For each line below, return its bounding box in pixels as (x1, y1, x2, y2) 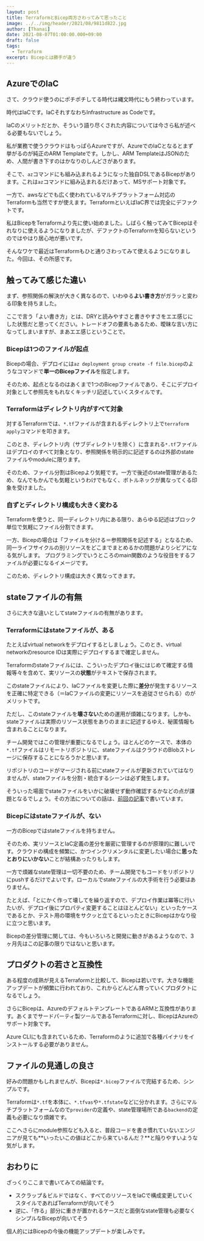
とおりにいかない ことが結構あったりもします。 (6, 855, 124, 863)
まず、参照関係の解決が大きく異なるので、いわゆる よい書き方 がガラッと (6, 292, 188, 300)
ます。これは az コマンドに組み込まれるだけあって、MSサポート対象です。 (6, 178, 189, 186)
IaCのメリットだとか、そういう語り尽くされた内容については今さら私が (6, 121, 185, 129)
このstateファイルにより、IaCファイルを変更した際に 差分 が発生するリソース (6, 682, 197, 690)
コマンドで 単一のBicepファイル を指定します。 (16, 367, 133, 375)
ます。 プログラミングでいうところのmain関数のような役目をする (27, 552, 191, 559)
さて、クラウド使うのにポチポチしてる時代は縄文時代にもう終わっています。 (6, 96, 197, 103)
